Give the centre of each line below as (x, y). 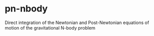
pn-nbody (26, 9)
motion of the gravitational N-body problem (50, 27)
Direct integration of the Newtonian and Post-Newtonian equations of (77, 22)
